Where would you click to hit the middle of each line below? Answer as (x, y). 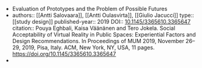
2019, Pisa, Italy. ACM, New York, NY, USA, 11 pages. (88, 47)
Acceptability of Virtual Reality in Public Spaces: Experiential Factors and (104, 35)
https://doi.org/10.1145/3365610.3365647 (64, 54)
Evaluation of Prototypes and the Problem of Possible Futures (90, 9)
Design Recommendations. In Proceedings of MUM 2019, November (98, 41)
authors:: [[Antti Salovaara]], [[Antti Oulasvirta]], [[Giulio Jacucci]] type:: (103, 15)
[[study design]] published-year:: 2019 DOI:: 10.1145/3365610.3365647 (101, 22)
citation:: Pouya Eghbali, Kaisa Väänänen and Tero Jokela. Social (94, 28)
